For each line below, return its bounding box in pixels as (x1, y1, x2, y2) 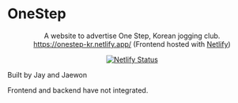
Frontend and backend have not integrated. (7, 85, 149, 95)
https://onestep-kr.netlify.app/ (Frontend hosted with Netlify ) (33, 39, 231, 48)
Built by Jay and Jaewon (7, 70, 88, 79)
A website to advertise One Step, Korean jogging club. (43, 31, 221, 40)
